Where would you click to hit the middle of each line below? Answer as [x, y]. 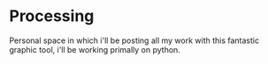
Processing [52, 16]
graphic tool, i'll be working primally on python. [95, 49]
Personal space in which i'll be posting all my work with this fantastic [134, 40]
